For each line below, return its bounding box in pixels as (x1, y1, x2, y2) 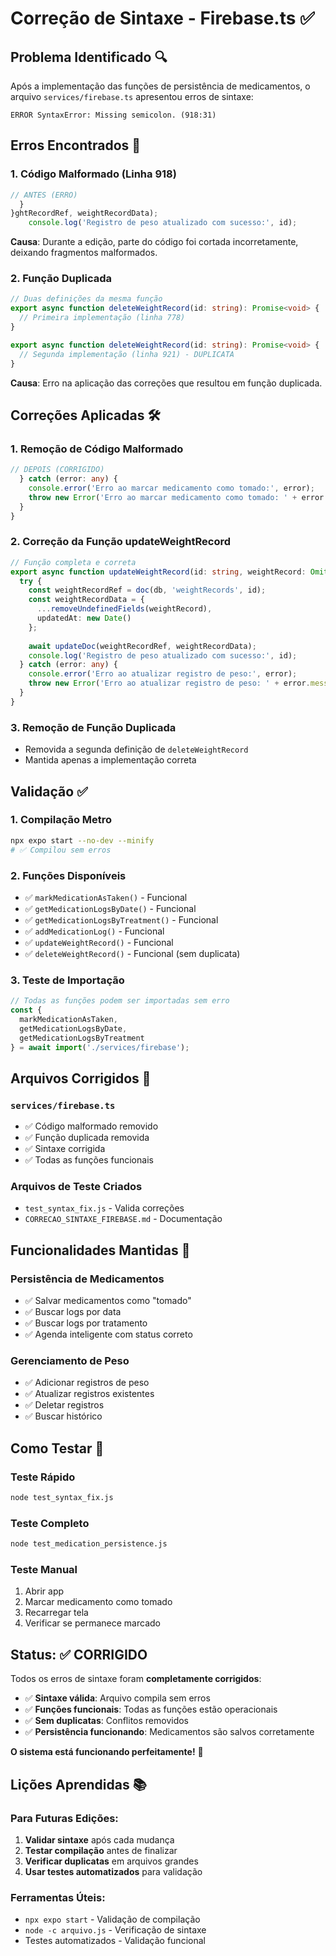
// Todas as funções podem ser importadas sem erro (10, 996, 230, 1006)
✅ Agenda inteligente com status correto (24, 1328, 193, 1341)
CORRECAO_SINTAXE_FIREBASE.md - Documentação (24, 1213, 223, 1225)
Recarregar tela (24, 1607, 89, 1619)
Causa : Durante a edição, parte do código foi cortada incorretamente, (10, 236, 299, 248)
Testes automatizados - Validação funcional (24, 1935, 206, 1947)
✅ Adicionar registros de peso (24, 1377, 150, 1389)
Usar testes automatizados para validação (24, 1865, 203, 1877)
